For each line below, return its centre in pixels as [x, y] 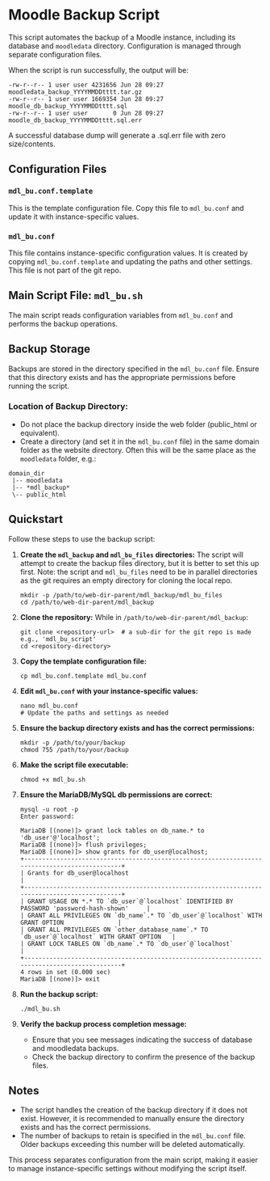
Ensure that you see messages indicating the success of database [142, 1040]
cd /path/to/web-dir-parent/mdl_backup [87, 602]
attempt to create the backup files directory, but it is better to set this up [139, 563]
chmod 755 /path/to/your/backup [74, 749]
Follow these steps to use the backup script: [82, 538]
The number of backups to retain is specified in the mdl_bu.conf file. [133, 1136]
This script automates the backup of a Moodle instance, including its [122, 37]
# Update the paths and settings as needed [94, 713]
